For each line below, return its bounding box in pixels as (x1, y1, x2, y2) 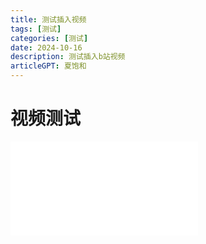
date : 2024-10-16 (10, 42, 83, 53)
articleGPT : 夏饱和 (10, 61, 87, 71)
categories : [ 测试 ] (10, 33, 89, 43)
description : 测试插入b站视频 (10, 52, 126, 62)
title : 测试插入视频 (10, 14, 87, 25)
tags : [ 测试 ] (10, 24, 62, 34)
